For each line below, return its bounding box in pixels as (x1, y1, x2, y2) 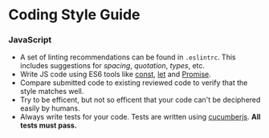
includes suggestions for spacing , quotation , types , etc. (19, 61, 206, 71)
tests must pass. (19, 120, 78, 130)
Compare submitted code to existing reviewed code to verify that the (19, 78, 248, 87)
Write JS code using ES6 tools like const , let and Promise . (19, 70, 211, 79)
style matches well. (19, 87, 84, 96)
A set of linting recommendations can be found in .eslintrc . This (19, 52, 236, 62)
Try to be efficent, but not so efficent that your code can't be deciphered (19, 95, 261, 105)
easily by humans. (19, 103, 80, 113)
